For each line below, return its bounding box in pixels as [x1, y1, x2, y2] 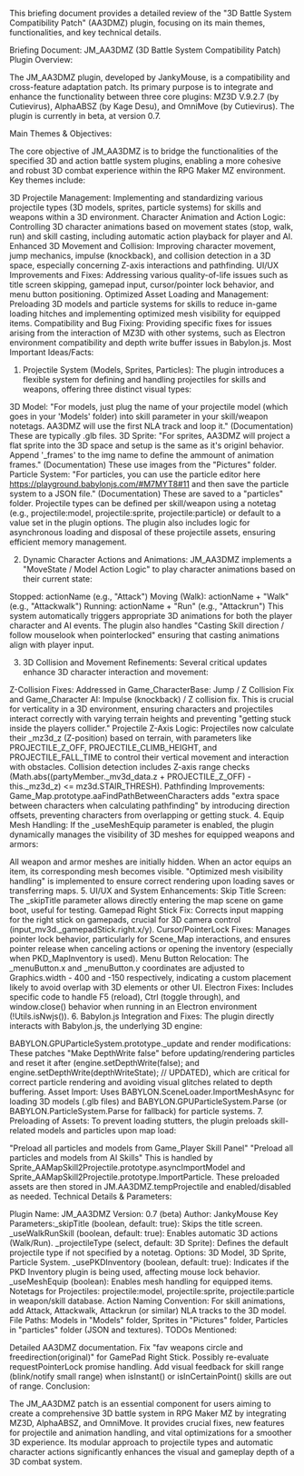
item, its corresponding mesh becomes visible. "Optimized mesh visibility [9, 866, 284, 876]
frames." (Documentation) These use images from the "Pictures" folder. [9, 459, 277, 470]
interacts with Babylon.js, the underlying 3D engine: [9, 1021, 202, 1031]
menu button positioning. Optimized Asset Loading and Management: [9, 289, 270, 299]
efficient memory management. [9, 536, 127, 547]
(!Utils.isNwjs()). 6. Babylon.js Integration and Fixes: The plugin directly [9, 1011, 275, 1022]
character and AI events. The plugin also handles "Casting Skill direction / [9, 620, 284, 631]
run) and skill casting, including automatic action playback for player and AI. [9, 231, 293, 242]
